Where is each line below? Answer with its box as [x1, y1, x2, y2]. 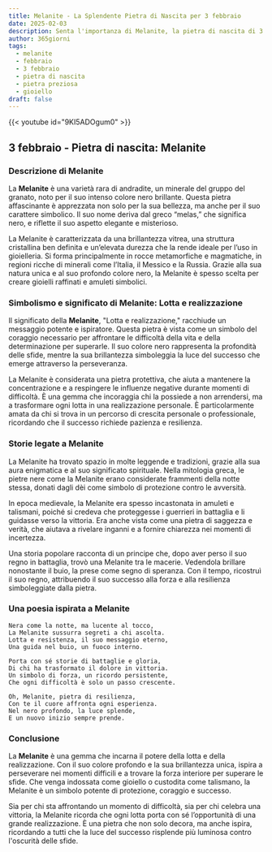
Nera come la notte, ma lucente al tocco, [8, 621, 154, 629]
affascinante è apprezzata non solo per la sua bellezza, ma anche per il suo [8, 201, 261, 210]
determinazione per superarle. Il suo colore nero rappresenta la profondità [8, 342, 257, 352]
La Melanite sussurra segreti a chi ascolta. [8, 629, 165, 637]
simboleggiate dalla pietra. [8, 582, 97, 593]
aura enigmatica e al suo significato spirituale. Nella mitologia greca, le [8, 465, 245, 475]
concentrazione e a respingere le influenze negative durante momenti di [8, 383, 249, 393]
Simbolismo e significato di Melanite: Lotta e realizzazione [8, 297, 244, 309]
